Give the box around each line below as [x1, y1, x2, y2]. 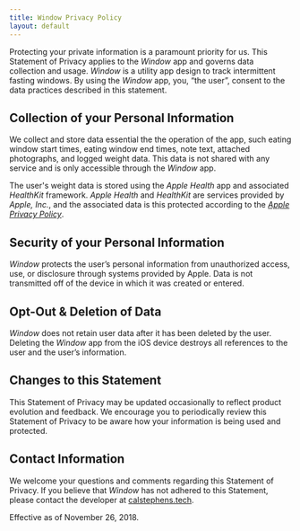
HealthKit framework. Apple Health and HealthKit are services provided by [9, 190, 285, 200]
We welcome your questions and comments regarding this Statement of [9, 475, 275, 486]
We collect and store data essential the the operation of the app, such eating [9, 134, 292, 145]
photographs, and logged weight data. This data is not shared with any [9, 154, 270, 164]
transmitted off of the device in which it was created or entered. [9, 278, 244, 288]
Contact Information [9, 451, 125, 467]
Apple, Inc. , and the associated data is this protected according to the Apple [9, 199, 290, 210]
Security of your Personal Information [9, 235, 225, 250]
